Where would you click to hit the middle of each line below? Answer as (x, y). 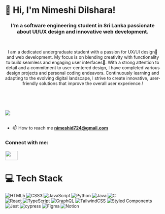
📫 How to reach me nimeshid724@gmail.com (60, 128)
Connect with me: (27, 143)
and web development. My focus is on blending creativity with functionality (83, 57)
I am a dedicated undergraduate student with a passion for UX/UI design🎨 (83, 52)
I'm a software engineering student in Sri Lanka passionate (83, 26)
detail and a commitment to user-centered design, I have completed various (83, 68)
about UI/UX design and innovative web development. (83, 32)
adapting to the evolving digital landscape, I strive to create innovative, (77, 78)
